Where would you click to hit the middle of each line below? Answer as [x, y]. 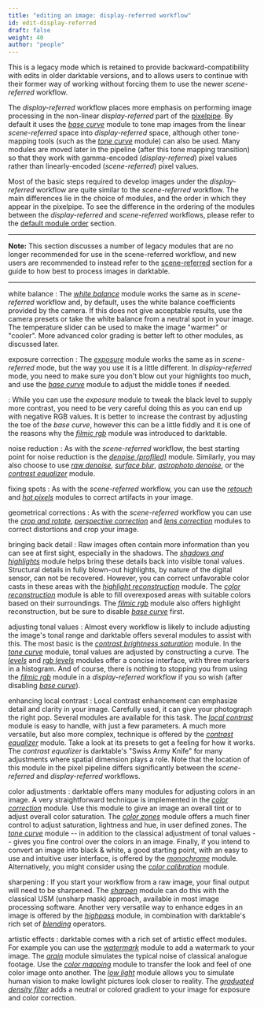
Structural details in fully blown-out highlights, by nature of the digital [120, 570]
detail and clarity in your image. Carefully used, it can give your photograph [130, 709]
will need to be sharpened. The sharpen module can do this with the [119, 891]
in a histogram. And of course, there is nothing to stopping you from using [128, 669]
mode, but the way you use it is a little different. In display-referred [144, 368]
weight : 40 [26, 37]
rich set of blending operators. [57, 924]
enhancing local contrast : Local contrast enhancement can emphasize [123, 701]
